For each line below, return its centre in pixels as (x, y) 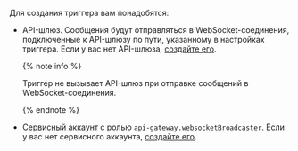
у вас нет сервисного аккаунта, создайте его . (109, 136)
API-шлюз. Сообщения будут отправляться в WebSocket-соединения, (156, 30)
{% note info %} (52, 66)
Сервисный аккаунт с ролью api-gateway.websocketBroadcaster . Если (153, 127)
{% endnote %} (51, 110)
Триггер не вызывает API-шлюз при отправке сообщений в (135, 83)
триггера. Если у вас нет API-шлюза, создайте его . (119, 49)
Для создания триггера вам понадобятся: (89, 13)
